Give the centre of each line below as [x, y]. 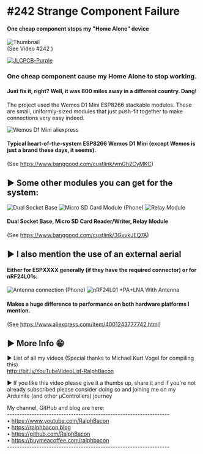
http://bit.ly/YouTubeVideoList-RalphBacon [61, 371]
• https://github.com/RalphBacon [49, 434]
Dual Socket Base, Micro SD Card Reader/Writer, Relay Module [88, 221]
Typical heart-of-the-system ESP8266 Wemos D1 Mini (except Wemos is [101, 144]
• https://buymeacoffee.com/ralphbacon [58, 441]
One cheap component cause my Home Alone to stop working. [102, 77]
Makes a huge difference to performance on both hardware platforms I [98, 304]
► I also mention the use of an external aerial [94, 255]
